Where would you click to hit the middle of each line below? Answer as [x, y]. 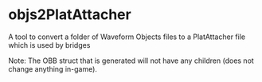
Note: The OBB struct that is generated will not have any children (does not [131, 61]
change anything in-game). [53, 68]
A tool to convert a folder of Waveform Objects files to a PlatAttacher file [127, 37]
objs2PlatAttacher [70, 15]
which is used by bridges [49, 45]
